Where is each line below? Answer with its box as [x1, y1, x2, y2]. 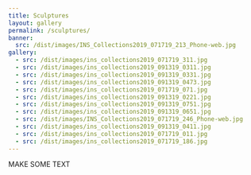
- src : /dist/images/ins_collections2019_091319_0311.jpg [15, 64, 212, 72]
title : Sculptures [8, 11, 69, 20]
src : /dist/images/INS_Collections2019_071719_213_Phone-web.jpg [15, 41, 237, 49]
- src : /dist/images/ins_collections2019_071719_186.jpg [15, 137, 208, 146]
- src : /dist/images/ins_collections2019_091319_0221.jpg [15, 93, 212, 101]
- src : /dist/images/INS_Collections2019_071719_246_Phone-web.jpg [15, 115, 244, 123]
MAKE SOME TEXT [8, 159, 71, 169]
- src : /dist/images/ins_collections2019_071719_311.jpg [15, 56, 208, 64]
